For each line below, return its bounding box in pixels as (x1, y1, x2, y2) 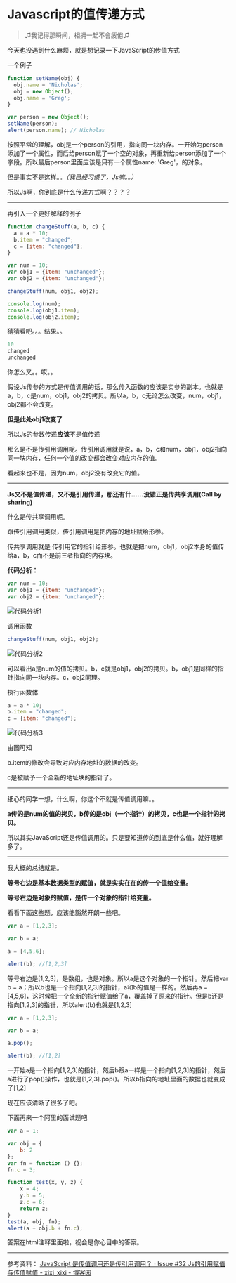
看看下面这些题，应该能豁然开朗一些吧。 (7, 909, 124, 917)
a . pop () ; (7, 1040, 33, 1047)
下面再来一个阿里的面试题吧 (7, 1114, 88, 1122)
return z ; (20, 1205, 49, 1212)
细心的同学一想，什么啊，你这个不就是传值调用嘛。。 (7, 795, 158, 803)
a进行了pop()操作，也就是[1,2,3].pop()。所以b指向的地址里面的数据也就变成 (7, 1075, 226, 1084)
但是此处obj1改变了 (7, 415, 63, 423)
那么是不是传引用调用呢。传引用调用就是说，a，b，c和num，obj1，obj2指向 (7, 445, 228, 454)
